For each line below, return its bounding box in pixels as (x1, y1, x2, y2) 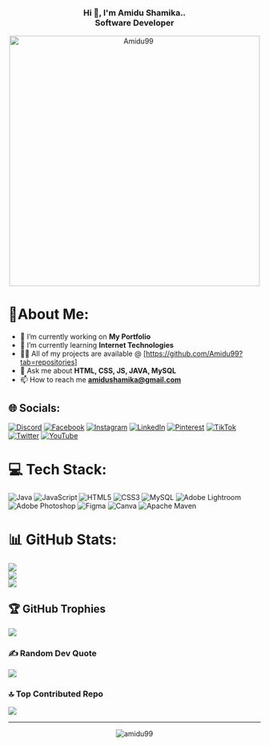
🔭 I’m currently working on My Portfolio (19, 332, 151, 341)
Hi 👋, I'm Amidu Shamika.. (82, 7, 187, 18)
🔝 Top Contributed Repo (8, 688, 104, 700)
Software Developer (94, 17, 175, 28)
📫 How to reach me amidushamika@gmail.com (19, 375, 182, 385)
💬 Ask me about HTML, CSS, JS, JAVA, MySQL (19, 366, 177, 376)
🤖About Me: (8, 305, 90, 324)
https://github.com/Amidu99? (145, 349, 243, 359)
